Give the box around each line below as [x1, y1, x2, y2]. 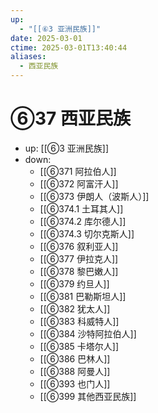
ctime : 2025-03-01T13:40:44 [10, 42, 128, 53]
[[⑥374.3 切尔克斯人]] [39, 227, 135, 240]
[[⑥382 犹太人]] [39, 302, 111, 315]
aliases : [10, 52, 47, 62]
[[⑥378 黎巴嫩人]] [39, 265, 119, 277]
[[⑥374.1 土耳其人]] [39, 202, 124, 215]
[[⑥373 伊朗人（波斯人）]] [39, 190, 150, 202]
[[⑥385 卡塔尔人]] [39, 340, 120, 352]
